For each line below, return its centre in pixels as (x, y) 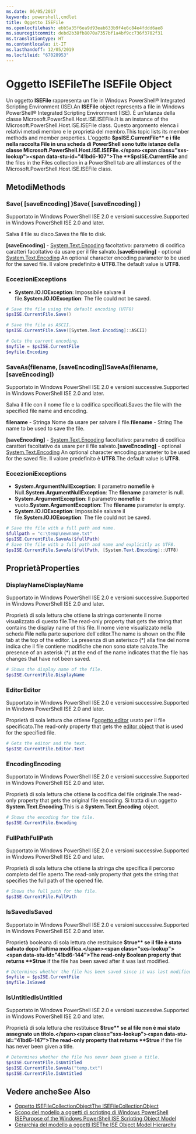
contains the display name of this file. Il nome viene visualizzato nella (89, 628)
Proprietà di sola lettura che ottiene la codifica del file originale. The (87, 794)
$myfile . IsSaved (26, 983)
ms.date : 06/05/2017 (31, 11)
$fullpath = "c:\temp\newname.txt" (49, 534)
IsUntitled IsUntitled (34, 998)
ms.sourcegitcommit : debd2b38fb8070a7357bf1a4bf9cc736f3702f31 (85, 33)
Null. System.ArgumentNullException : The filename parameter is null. (99, 493)
